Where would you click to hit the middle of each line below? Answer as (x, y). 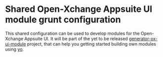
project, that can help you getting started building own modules (92, 44)
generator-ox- (143, 39)
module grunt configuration (63, 20)
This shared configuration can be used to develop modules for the (72, 33)
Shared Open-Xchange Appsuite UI (79, 9)
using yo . (14, 49)
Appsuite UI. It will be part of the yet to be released (76, 39)
